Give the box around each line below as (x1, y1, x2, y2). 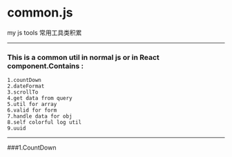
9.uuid (7, 125, 26, 132)
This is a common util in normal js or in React (7, 52, 160, 62)
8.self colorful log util (7, 119, 81, 126)
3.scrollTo (7, 89, 39, 96)
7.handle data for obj (7, 113, 72, 120)
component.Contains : (7, 61, 84, 70)
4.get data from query (7, 95, 72, 102)
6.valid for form (7, 107, 57, 114)
